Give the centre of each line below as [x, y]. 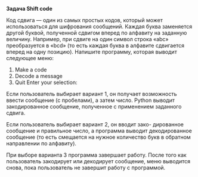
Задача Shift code [29, 9]
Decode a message [38, 76]
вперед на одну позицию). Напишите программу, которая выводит [92, 52]
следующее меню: [30, 58]
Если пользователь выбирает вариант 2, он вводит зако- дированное [95, 124]
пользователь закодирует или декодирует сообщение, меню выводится [98, 161]
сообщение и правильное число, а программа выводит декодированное [99, 131]
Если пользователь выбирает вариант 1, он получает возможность [92, 94]
